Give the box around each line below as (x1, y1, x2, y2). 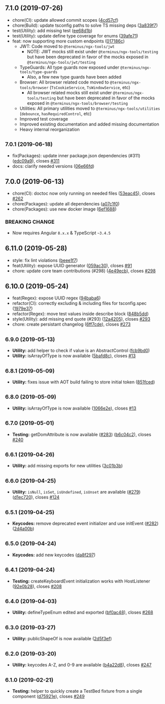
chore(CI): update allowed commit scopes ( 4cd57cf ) (12, 17, 119, 23)
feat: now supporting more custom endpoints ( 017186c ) (12, 38, 125, 44)
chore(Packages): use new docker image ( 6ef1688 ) (12, 206, 117, 212)
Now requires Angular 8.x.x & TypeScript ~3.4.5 (12, 230, 111, 236)
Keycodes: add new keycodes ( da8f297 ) (12, 552, 96, 558)
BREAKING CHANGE (5, 218, 55, 225)
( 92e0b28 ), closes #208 (12, 583, 62, 589)
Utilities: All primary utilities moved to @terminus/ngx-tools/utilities (19, 105, 160, 111)
